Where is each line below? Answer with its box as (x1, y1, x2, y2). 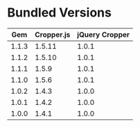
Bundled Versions (7, 5, 112, 21)
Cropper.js (34, 30, 71, 39)
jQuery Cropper (77, 30, 130, 39)
